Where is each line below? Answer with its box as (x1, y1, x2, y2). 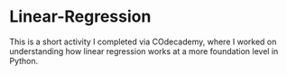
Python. (9, 55, 39, 66)
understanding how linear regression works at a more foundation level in (9, 45, 279, 56)
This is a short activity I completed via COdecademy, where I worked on (9, 36, 277, 47)
